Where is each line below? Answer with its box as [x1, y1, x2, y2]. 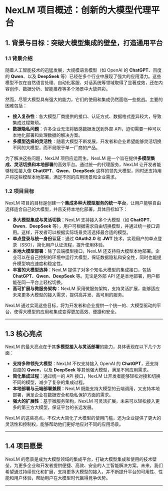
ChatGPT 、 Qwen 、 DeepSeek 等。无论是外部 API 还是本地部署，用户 [12, 273, 156, 279]
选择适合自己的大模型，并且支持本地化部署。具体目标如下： [5, 206, 128, 212]
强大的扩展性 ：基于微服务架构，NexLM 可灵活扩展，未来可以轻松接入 [12, 398, 156, 404]
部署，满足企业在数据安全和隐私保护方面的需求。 [12, 391, 113, 397]
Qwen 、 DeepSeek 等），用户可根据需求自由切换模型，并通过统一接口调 [12, 223, 160, 229]
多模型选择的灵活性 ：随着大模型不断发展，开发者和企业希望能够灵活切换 [12, 138, 161, 144]
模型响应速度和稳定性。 [16, 260, 65, 266]
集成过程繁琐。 [12, 119, 43, 125]
